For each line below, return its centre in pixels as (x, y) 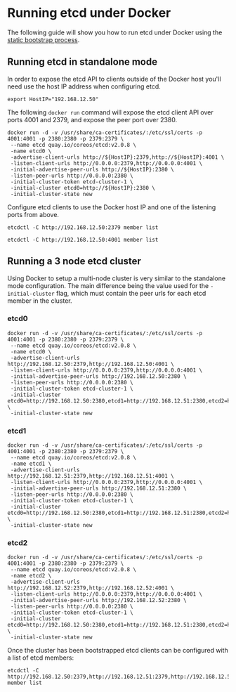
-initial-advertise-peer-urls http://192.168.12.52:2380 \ (99, 601)
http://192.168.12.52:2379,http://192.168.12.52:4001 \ (91, 588)
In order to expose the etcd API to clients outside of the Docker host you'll (114, 79)
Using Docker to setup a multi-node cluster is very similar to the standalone (117, 278)
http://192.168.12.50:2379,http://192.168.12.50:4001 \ (91, 364)
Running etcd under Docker (89, 13)
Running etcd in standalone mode (83, 62)
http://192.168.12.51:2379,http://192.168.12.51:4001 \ (91, 476)
